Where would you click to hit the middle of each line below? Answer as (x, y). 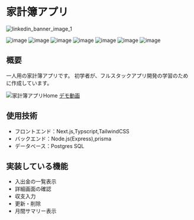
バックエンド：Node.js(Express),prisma (63, 139)
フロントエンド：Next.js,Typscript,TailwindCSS (72, 131)
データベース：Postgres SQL (49, 146)
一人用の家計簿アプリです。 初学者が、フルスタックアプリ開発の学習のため (97, 75)
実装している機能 (37, 166)
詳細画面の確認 (33, 189)
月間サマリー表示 (35, 211)
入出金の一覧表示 (35, 182)
